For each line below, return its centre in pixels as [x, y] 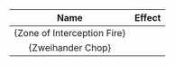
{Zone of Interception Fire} [70, 33]
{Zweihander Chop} [70, 47]
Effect [148, 18]
